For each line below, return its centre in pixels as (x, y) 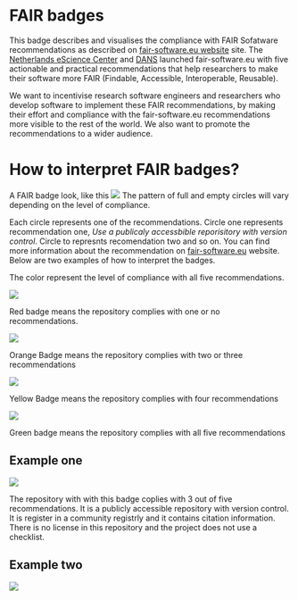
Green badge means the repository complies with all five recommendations (147, 432)
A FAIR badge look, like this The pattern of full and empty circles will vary (149, 195)
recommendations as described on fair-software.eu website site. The (136, 49)
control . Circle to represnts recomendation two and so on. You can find (140, 241)
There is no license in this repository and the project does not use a (133, 527)
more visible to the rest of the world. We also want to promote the (130, 124)
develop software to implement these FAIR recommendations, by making (143, 104)
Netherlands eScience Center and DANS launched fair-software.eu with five (149, 59)
